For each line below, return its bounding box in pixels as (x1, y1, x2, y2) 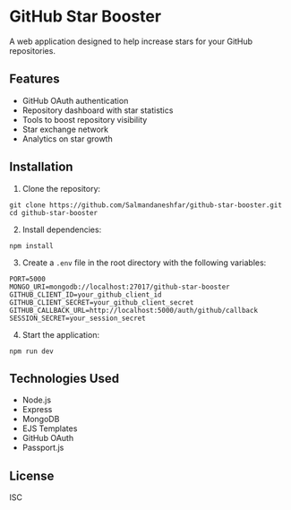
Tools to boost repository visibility (21, 114, 148, 125)
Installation (9, 160, 73, 175)
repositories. (9, 45, 56, 56)
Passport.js (21, 442, 64, 454)
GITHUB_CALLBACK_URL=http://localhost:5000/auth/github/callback (9, 306, 258, 315)
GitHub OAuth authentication (21, 95, 129, 106)
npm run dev (9, 347, 54, 356)
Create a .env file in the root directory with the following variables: (21, 257, 267, 268)
